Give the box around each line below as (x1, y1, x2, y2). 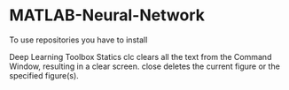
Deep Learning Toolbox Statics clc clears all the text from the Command (9, 51, 272, 62)
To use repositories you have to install (9, 34, 148, 45)
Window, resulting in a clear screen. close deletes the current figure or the (9, 61, 281, 71)
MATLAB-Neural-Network (9, 5, 206, 26)
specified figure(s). (9, 70, 80, 80)
